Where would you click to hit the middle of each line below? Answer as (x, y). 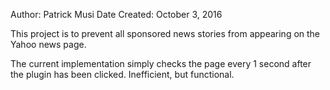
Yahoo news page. (48, 44)
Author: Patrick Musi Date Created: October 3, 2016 (116, 14)
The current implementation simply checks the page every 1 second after (161, 63)
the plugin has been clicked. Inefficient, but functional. (122, 74)
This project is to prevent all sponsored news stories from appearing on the (165, 33)
